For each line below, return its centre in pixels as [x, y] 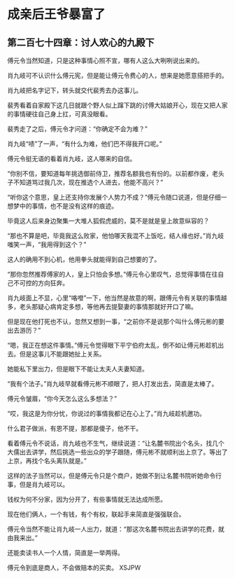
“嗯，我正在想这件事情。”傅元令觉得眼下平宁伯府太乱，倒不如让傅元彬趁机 [113, 345]
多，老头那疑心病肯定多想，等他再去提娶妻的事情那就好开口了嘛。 [102, 307]
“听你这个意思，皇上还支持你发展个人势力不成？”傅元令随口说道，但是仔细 [114, 197]
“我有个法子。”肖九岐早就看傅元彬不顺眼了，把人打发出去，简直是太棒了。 [113, 384]
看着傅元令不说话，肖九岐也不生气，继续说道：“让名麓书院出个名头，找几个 [116, 443]
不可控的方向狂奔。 [41, 283]
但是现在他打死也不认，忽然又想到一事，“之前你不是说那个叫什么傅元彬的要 [116, 322]
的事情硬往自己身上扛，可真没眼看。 [59, 114]
